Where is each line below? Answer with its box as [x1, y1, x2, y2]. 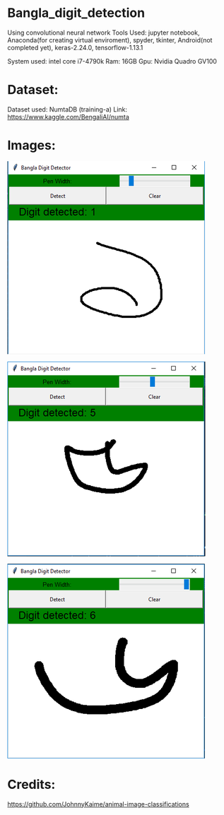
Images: [7, 138, 57, 153]
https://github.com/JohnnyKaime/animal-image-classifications [7, 799, 189, 808]
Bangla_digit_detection [7, 5, 146, 21]
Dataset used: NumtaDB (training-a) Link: [7, 105, 128, 114]
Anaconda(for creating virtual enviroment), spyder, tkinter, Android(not [7, 35, 213, 44]
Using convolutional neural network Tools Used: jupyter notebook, [7, 28, 200, 37]
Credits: [7, 777, 56, 792]
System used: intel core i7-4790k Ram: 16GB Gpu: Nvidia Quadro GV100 [7, 56, 218, 65]
